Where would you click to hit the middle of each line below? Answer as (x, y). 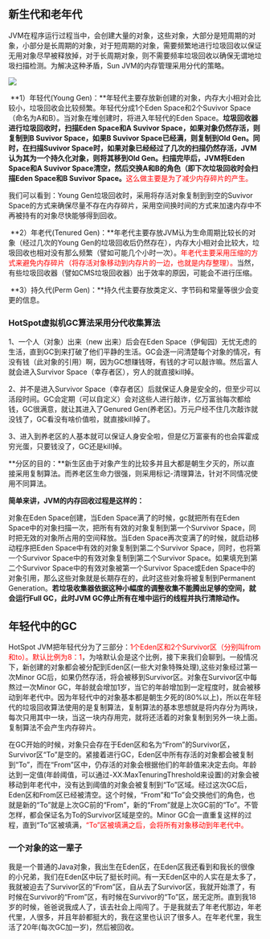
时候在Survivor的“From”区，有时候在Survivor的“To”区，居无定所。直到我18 (132, 897)
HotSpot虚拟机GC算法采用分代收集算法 (84, 323)
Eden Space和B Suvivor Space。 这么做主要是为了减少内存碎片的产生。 (134, 178)
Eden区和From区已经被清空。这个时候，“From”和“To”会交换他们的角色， (128, 794)
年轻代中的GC (43, 626)
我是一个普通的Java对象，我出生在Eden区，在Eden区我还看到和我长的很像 (132, 867)
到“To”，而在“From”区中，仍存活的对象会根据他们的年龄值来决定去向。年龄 (133, 764)
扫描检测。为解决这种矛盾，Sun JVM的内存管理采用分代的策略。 (122, 65)
